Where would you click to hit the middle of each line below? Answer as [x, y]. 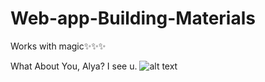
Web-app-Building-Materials [133, 18]
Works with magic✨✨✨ [58, 46]
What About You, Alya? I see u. [74, 66]
